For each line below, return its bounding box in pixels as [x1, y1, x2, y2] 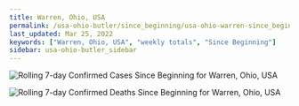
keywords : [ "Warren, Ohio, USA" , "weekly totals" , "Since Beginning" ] [9, 37, 277, 47]
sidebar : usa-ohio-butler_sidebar [9, 46, 138, 55]
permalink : [9, 21, 50, 30]
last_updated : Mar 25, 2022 [9, 29, 114, 38]
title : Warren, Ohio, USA [9, 12, 105, 22]
